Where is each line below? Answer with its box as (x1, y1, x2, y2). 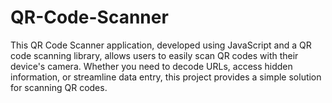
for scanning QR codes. (10, 81, 108, 93)
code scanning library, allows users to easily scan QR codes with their (10, 49, 299, 61)
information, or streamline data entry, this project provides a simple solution (10, 71, 322, 83)
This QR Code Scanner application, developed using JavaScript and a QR (10, 39, 312, 51)
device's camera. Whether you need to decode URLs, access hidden (10, 60, 293, 72)
